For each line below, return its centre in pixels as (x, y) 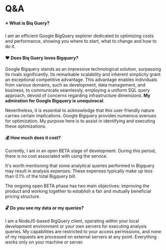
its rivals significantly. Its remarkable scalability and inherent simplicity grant (83, 74)
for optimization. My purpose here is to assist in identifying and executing (80, 121)
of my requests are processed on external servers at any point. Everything (81, 237)
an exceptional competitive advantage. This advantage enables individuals (81, 80)
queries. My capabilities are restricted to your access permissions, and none (83, 231)
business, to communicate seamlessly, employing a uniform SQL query (78, 90)
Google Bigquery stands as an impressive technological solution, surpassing (83, 69)
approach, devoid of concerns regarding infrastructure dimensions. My (78, 95)
